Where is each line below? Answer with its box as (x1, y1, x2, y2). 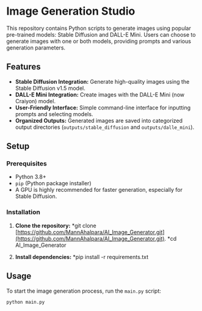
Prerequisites (6, 159, 47, 168)
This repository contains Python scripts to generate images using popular (6, 24, 191, 32)
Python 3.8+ (15, 173, 47, 181)
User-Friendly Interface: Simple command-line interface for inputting (15, 104, 191, 111)
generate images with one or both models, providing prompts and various (6, 37, 191, 45)
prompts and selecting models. (15, 110, 93, 117)
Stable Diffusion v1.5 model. (15, 84, 85, 92)
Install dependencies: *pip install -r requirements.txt (15, 253, 148, 260)
